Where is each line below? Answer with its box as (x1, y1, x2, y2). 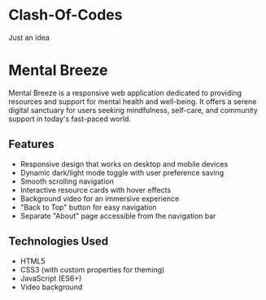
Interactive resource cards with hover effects (20, 185, 172, 194)
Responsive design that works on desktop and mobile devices (20, 159, 229, 168)
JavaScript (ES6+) (20, 273, 82, 283)
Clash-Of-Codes (8, 6, 123, 24)
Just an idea (8, 33, 50, 42)
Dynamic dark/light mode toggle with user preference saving (20, 167, 225, 177)
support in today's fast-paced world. (8, 114, 132, 124)
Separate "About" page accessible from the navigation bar (20, 211, 216, 220)
